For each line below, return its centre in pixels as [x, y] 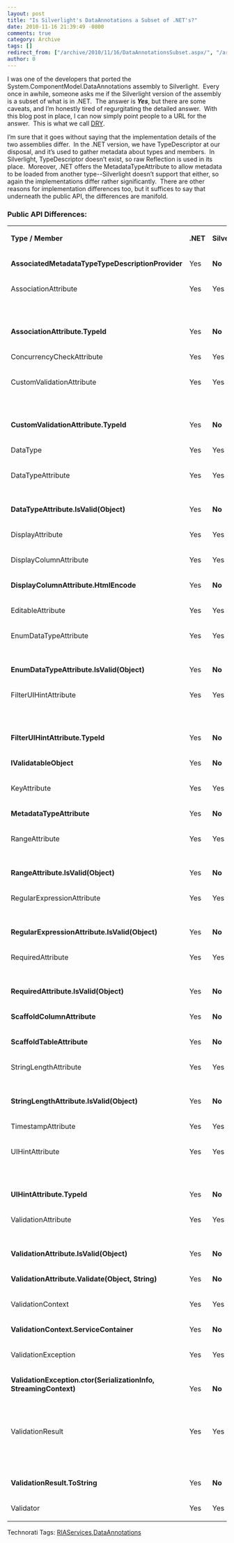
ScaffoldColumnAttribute [53, 1017]
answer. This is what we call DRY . [56, 123]
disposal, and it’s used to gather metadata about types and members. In [111, 151]
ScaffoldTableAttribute [49, 1042]
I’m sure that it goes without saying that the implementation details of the [112, 137]
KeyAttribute [31, 789]
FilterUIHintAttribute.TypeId [58, 738]
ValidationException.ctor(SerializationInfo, [83, 1380]
